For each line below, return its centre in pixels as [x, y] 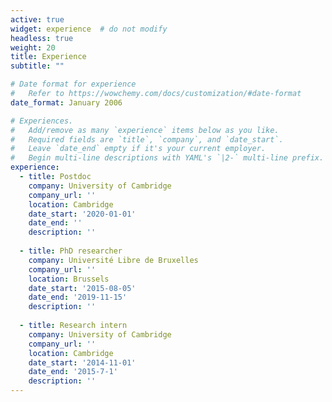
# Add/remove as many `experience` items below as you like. [145, 130]
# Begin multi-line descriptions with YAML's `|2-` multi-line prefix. [167, 158]
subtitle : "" [37, 66]
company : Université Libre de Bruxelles [113, 260]
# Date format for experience [73, 84]
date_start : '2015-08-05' [82, 288]
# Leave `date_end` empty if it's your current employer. [138, 149]
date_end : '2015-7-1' [73, 372]
